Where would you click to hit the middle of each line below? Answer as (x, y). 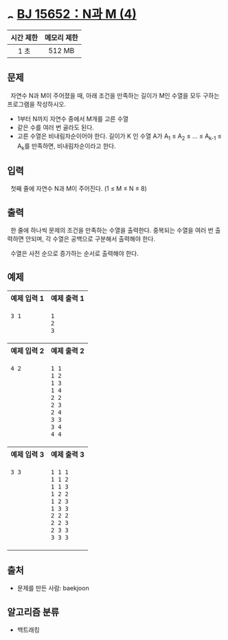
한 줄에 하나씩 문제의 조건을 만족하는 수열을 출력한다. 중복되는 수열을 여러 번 (112, 230)
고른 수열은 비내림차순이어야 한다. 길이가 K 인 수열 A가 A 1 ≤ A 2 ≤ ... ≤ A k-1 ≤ (119, 137)
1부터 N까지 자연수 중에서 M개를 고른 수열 (73, 118)
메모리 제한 (61, 37)
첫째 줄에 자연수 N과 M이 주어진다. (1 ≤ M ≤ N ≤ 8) (79, 189)
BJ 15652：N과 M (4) (77, 14)
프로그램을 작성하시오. (37, 104)
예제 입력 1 (27, 298)
